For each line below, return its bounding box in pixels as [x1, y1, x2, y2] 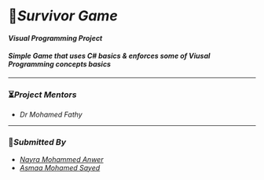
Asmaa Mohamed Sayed [19, 163, 101, 172]
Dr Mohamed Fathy [19, 110, 82, 120]
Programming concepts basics [8, 59, 112, 69]
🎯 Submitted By [8, 137, 67, 148]
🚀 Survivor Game [8, 7, 118, 25]
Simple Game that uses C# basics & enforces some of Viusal [8, 51, 211, 61]
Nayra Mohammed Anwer [19, 154, 104, 164]
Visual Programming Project [8, 33, 103, 42]
